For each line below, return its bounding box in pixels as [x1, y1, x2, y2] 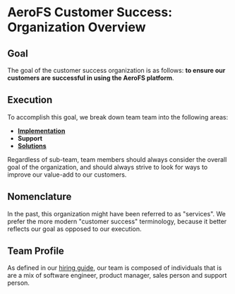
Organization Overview [7, 19, 146, 35]
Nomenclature [7, 191, 72, 203]
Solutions [17, 141, 47, 150]
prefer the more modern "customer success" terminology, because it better [7, 217, 227, 225]
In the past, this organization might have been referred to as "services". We [7, 209, 226, 218]
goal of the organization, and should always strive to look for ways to [7, 163, 208, 171]
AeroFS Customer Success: [7, 4, 173, 20]
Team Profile [7, 245, 65, 257]
